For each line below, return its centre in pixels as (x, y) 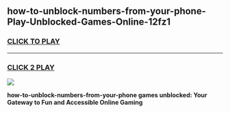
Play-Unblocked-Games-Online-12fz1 (89, 22)
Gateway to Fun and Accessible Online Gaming (75, 102)
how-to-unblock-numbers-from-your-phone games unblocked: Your (107, 95)
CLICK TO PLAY (34, 42)
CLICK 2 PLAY (31, 67)
